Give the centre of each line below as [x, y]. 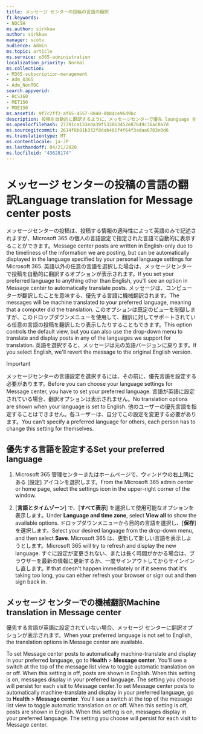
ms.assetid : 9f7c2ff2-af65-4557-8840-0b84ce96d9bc [71, 113]
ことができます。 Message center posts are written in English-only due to [102, 246]
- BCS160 [17, 96]
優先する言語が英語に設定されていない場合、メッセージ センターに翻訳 [94, 628]
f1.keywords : [23, 18]
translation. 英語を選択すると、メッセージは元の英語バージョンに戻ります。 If [101, 345]
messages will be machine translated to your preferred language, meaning [99, 302]
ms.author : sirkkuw [31, 29]
